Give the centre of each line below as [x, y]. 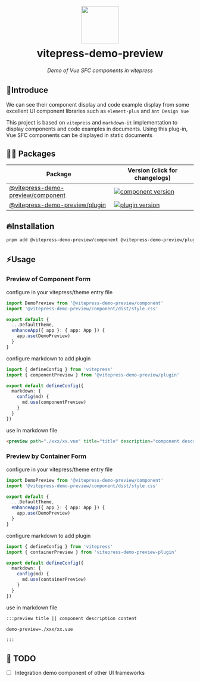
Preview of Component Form [49, 279]
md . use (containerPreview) [54, 580]
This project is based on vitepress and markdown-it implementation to [92, 122]
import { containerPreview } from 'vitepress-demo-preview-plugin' [92, 552]
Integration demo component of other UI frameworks [79, 673]
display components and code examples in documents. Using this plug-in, [97, 129]
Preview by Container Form [46, 456]
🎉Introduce [27, 90]
